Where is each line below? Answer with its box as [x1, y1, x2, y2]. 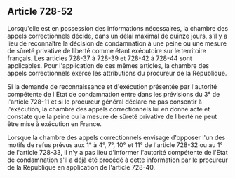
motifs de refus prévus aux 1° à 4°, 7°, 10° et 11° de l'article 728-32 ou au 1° [7, 140, 223, 149]
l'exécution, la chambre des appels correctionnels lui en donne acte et [7, 104, 210, 113]
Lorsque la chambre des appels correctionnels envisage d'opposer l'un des [7, 133, 226, 142]
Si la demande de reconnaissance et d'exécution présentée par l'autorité [7, 82, 217, 90]
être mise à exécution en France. [7, 119, 102, 128]
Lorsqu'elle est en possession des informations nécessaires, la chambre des [7, 24, 229, 32]
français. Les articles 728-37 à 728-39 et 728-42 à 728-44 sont [7, 54, 193, 62]
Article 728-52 [7, 6, 73, 18]
